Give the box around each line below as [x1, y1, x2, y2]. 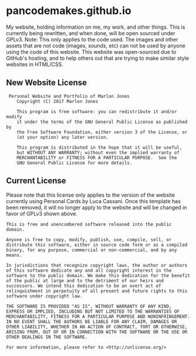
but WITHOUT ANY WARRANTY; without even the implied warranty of [16, 149, 180, 156]
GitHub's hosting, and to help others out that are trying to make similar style [6, 54, 190, 61]
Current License [6, 176, 66, 186]
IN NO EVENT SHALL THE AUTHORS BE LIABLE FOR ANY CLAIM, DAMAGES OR [6, 319, 177, 324]
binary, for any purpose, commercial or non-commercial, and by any [6, 247, 177, 253]
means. [6, 252, 22, 258]
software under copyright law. [6, 293, 83, 299]
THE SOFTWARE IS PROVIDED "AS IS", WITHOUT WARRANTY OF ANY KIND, [6, 303, 172, 309]
